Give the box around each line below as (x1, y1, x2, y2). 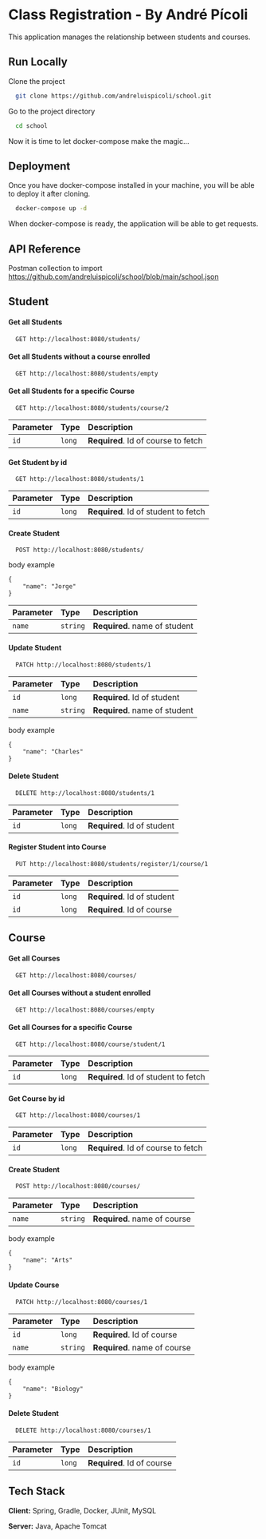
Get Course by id (8, 1093, 65, 1104)
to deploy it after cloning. (8, 189, 91, 199)
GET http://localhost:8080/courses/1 (15, 1111, 141, 1119)
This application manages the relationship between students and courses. (8, 32, 251, 42)
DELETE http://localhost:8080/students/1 (15, 789, 155, 797)
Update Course (8, 1280, 60, 1290)
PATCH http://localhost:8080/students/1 (15, 661, 151, 669)
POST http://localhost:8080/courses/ (15, 1183, 141, 1191)
